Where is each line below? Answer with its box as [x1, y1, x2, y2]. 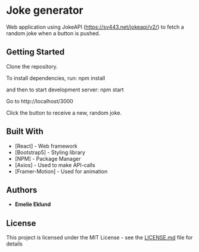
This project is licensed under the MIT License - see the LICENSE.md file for [6, 234, 193, 241]
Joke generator [6, 4, 83, 17]
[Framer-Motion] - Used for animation [14, 168, 108, 175]
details [6, 240, 23, 248]
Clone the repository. [6, 63, 58, 70]
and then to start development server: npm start [6, 86, 124, 93]
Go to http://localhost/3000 [6, 97, 73, 105]
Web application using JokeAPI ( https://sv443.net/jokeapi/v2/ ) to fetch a [6, 23, 185, 30]
